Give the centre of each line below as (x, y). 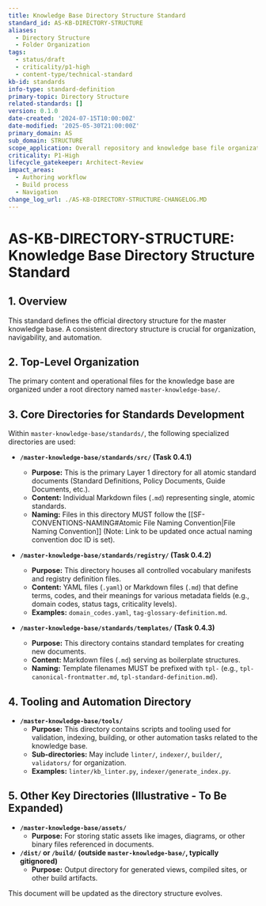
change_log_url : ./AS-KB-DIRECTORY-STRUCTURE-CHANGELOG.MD (108, 199)
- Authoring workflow (51, 178)
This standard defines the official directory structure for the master (117, 320)
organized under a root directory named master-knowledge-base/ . (114, 389)
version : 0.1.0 (33, 112)
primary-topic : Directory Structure (68, 97)
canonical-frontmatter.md (74, 677)
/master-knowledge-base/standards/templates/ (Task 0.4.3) (117, 628)
